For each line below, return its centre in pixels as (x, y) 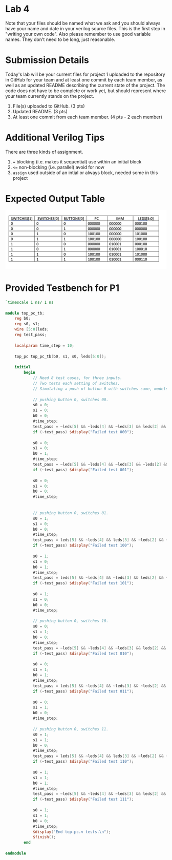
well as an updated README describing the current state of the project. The (85, 85)
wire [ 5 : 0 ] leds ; (32, 329)
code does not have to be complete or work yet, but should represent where (86, 91)
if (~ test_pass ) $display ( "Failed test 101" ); (83, 583)
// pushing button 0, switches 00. (71, 400)
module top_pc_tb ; (25, 313)
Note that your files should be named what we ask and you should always (83, 23)
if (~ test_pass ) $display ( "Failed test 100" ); (83, 546)
